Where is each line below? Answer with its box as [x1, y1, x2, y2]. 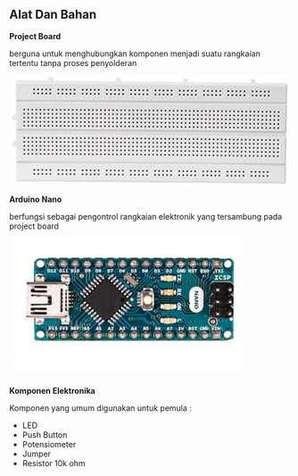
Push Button [21, 429, 68, 440]
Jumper [21, 448, 52, 459]
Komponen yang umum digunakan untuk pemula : [9, 402, 192, 413]
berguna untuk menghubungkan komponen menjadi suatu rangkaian [9, 48, 261, 59]
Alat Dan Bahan [9, 7, 97, 22]
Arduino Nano [9, 194, 62, 205]
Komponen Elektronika [9, 385, 95, 396]
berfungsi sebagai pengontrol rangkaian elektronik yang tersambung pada [9, 211, 283, 221]
